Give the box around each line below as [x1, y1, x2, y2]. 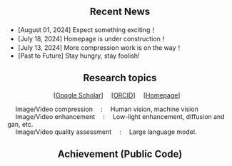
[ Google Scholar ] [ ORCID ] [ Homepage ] [53, 90, 181, 99]
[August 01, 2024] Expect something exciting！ [17, 25, 157, 34]
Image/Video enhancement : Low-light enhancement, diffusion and [15, 112, 225, 120]
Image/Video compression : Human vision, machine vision [15, 105, 198, 113]
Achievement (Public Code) [57, 148, 183, 160]
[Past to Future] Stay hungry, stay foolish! [17, 51, 141, 60]
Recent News [89, 6, 151, 18]
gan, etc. [7, 120, 34, 128]
